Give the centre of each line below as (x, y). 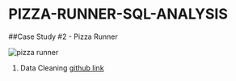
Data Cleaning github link (62, 68)
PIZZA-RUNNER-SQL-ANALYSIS (118, 14)
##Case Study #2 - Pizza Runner (63, 36)
